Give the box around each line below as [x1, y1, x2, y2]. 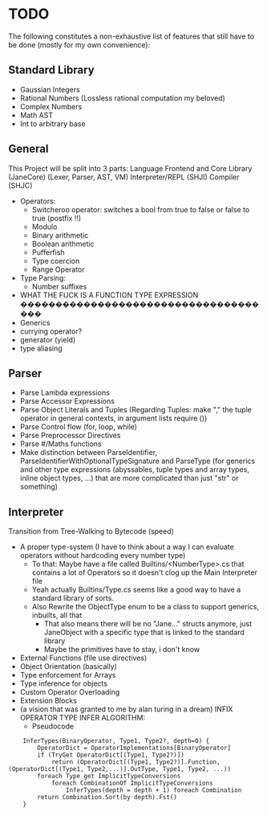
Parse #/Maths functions [19, 439, 102, 449]
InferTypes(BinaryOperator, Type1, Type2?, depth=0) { [22, 737, 210, 745]
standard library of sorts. [31, 593, 115, 603]
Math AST [19, 110, 54, 120]
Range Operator [31, 264, 86, 274]
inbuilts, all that [31, 610, 83, 620]
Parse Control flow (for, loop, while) [19, 422, 138, 432]
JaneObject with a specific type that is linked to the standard [43, 628, 245, 638]
